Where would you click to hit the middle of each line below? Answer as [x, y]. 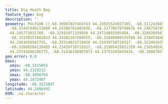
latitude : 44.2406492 [28, 89]
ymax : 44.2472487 [28, 79]
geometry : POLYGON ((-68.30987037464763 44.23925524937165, [69, 24]
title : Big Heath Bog [28, 10]
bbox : [11, 61]
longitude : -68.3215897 [30, 84]
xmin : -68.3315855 [29, 65]
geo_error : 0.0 [21, 56]
